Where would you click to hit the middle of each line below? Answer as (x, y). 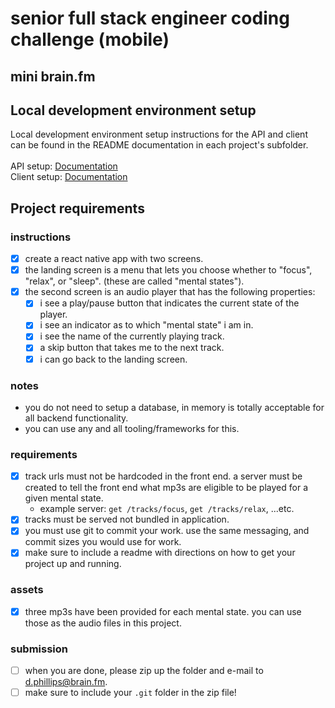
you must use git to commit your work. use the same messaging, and (167, 531)
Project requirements (77, 208)
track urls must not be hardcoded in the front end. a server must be (163, 476)
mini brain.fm (53, 76)
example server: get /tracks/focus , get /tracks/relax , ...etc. (167, 509)
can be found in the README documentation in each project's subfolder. (159, 145)
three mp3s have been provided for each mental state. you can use (163, 611)
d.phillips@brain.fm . (66, 682)
